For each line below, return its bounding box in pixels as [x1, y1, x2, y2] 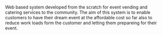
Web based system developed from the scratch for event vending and [5, 4, 148, 10]
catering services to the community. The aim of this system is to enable [5, 9, 151, 15]
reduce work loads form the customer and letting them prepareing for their [5, 20, 157, 26]
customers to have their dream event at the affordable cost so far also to [5, 15, 153, 20]
